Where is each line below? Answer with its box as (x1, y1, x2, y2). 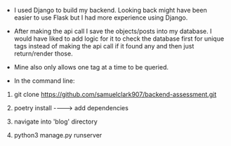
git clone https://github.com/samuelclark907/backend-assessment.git (13, 91, 217, 98)
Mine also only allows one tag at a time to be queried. (13, 63, 169, 71)
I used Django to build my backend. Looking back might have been (13, 6, 207, 14)
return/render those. (13, 49, 73, 58)
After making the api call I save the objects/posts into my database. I (13, 27, 212, 35)
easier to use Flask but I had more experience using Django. (13, 13, 188, 22)
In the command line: (13, 77, 75, 85)
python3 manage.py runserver (13, 131, 103, 139)
